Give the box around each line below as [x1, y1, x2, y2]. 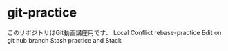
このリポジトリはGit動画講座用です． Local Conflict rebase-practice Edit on [7, 28, 222, 37]
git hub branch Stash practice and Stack [7, 36, 122, 44]
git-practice [7, 5, 77, 21]
